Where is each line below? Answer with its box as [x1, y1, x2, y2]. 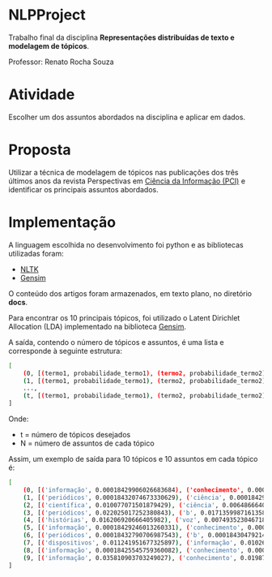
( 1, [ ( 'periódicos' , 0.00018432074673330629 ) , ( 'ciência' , [23, 493, 227, 502]
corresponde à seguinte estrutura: [8, 346, 123, 355]
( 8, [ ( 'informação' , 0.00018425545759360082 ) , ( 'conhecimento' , [23, 546, 244, 554]
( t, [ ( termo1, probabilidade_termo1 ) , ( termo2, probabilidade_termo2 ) [23, 392, 266, 400]
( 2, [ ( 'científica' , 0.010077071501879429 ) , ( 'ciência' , [23, 501, 219, 509]
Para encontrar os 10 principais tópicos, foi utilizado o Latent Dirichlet [8, 312, 240, 322]
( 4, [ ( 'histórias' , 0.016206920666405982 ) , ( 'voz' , [23, 516, 201, 524]
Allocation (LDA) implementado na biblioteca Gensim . [8, 321, 186, 331]
